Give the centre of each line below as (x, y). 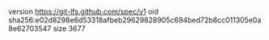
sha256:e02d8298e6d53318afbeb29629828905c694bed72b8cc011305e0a (135, 20)
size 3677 (69, 28)
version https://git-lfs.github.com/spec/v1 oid (84, 12)
